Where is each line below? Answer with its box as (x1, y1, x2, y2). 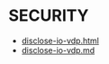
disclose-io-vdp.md (21, 44, 95, 55)
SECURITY (8, 5, 89, 26)
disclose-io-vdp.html (21, 35, 100, 46)
